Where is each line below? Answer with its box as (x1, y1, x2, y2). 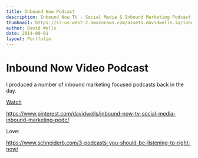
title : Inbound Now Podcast (6, 8, 75, 15)
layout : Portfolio (6, 36, 51, 42)
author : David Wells (6, 25, 57, 31)
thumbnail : (6, 19, 33, 25)
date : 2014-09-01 (6, 31, 49, 37)
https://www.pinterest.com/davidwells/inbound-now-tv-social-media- (6, 110, 176, 117)
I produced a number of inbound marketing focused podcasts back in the (6, 81, 184, 88)
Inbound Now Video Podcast (6, 61, 149, 75)
